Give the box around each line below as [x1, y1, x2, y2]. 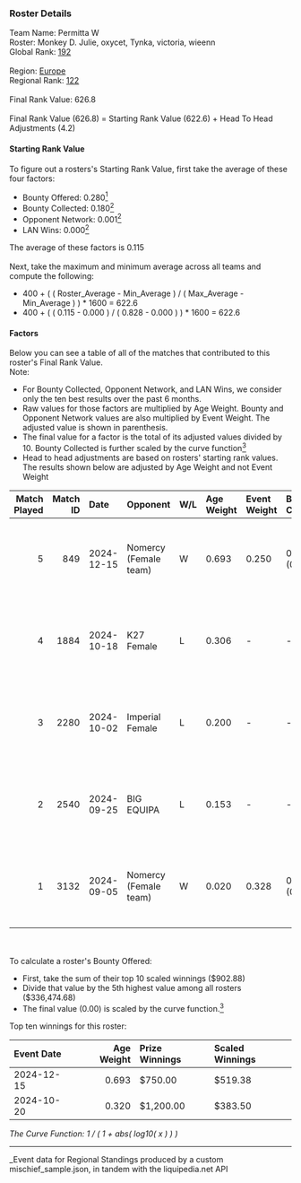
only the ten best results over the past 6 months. [21, 394, 202, 404]
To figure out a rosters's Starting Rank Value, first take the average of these [9, 163, 288, 174]
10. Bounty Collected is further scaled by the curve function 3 [21, 441, 246, 453]
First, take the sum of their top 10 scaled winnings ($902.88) [21, 972, 246, 984]
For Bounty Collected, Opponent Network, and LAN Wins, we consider [21, 384, 282, 395]
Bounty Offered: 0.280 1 [21, 190, 108, 203]
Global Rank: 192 [9, 47, 72, 57]
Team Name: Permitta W [9, 28, 100, 39]
